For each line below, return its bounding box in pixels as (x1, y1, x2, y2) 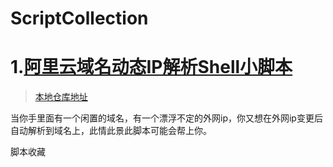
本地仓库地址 (34, 91, 88, 103)
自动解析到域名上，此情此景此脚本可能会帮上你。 (10, 125, 212, 137)
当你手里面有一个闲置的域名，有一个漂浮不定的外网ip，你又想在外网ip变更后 (10, 112, 323, 124)
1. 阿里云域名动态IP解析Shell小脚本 (10, 56, 293, 79)
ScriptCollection (10, 7, 149, 30)
